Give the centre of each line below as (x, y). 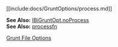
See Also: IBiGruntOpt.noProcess (48, 20)
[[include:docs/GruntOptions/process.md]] (59, 9)
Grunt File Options (29, 38)
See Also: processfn (32, 26)
